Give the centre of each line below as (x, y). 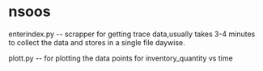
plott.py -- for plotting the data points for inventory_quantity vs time (121, 58)
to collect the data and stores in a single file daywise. (97, 42)
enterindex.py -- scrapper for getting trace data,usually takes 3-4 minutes (132, 34)
